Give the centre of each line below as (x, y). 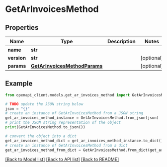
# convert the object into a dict (41, 136)
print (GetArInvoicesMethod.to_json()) (45, 127)
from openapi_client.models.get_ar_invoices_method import (68, 95)
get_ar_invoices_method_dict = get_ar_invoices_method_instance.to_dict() (84, 141)
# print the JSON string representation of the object (63, 123)
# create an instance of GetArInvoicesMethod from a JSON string (74, 113)
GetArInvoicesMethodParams (67, 66)
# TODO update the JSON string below (44, 104)
